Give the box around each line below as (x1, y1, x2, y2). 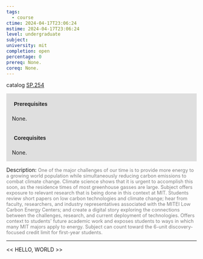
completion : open (6, 48, 50, 54)
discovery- (168, 224, 193, 230)
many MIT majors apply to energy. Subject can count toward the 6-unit (6, 224, 167, 230)
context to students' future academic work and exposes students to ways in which (6, 218, 195, 225)
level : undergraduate (6, 31, 61, 37)
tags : (6, 8, 20, 15)
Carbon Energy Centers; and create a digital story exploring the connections (6, 206, 180, 213)
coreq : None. (6, 65, 39, 71)
